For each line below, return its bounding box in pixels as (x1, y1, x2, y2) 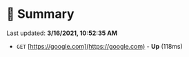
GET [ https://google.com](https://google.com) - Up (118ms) (16, 42, 183, 50)
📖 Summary (6, 6, 74, 22)
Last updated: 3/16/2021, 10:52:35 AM (6, 29, 118, 37)
